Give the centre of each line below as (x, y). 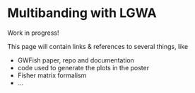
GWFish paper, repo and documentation (76, 60)
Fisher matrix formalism (52, 75)
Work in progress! (33, 33)
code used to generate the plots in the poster (83, 67)
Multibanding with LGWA (82, 13)
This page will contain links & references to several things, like (98, 46)
